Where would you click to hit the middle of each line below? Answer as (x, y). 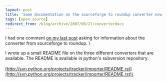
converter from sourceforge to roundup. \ (48, 43)
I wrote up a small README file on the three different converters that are (79, 53)
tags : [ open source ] (27, 19)
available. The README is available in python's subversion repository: (77, 58)
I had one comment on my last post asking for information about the (75, 38)
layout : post (19, 10)
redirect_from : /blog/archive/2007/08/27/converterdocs (64, 24)
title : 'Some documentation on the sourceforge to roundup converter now (84, 14)
